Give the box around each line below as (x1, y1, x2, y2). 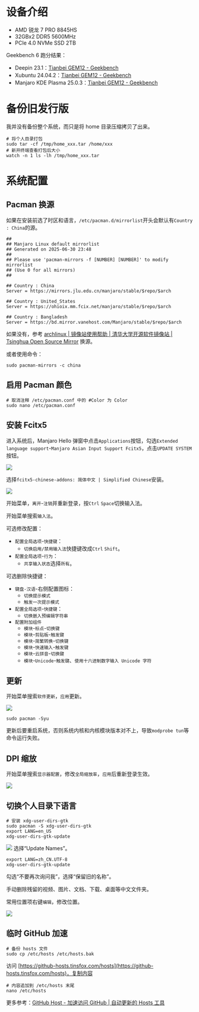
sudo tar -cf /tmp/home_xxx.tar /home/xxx (6, 141, 113, 147)
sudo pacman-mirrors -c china (6, 362, 81, 368)
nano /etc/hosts (6, 988, 46, 994)
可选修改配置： (6, 525, 43, 532)
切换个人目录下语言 (6, 801, 77, 811)
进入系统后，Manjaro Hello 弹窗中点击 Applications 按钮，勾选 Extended (6, 437, 178, 444)
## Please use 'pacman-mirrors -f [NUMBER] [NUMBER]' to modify (6, 256, 169, 262)
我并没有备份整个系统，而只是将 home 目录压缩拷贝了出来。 (6, 123, 153, 130)
